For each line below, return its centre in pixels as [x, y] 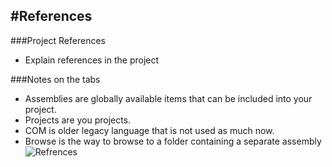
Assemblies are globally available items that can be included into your [168, 98]
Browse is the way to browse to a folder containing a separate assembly [173, 141]
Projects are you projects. [78, 120]
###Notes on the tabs [55, 79]
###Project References [58, 40]
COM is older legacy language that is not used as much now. [149, 130]
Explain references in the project [92, 60]
